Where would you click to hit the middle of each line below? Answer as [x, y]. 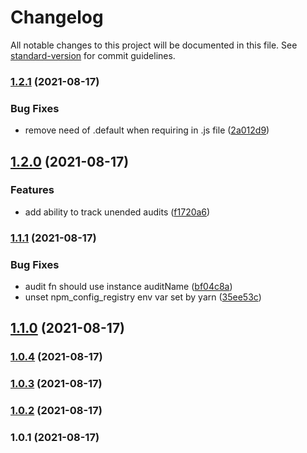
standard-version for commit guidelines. [93, 55]
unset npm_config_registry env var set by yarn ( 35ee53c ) [143, 297]
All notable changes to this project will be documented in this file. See [154, 45]
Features [32, 190]
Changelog [57, 17]
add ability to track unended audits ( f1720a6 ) [117, 212]
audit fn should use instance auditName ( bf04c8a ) [128, 287]
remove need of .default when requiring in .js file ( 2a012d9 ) [147, 130]
